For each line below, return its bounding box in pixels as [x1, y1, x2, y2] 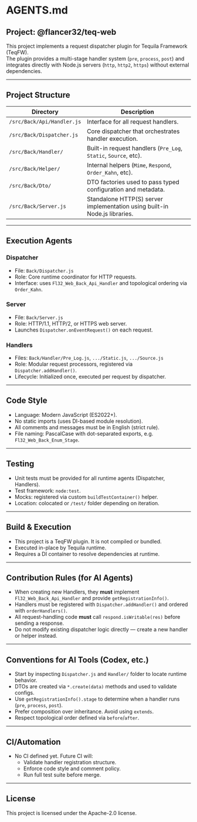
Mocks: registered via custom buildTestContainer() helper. [14, 493, 158, 501]
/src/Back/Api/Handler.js [9, 118, 81, 125]
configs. [14, 690, 35, 697]
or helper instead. [14, 632, 57, 639]
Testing [6, 459, 35, 469]
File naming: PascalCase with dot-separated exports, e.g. [14, 430, 154, 437]
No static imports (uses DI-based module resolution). [14, 417, 143, 425]
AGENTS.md [6, 4, 69, 17]
